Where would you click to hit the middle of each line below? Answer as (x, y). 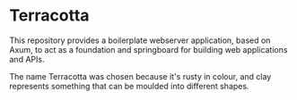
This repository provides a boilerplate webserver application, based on (140, 40)
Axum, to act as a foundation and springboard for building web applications (148, 49)
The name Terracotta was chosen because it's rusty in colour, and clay (140, 76)
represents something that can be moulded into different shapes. (129, 86)
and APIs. (27, 59)
